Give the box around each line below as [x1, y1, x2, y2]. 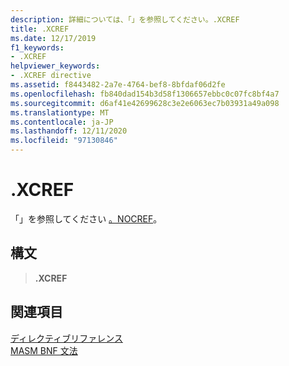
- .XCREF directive [10, 71, 92, 81]
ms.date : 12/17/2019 [10, 33, 97, 43]
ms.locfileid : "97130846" [10, 136, 118, 146]
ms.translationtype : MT [10, 107, 110, 118]
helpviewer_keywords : [10, 61, 101, 71]
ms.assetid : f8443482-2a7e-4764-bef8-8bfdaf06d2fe [10, 80, 226, 90]
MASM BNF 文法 [10, 344, 78, 356]
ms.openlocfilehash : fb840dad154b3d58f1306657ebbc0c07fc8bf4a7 [10, 89, 280, 99]
